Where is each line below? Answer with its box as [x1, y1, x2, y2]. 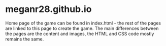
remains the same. [5, 36, 44, 42]
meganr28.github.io [5, 3, 92, 15]
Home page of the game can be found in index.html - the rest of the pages [5, 20, 161, 26]
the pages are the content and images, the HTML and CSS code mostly [5, 30, 154, 36]
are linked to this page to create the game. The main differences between [5, 25, 159, 31]
